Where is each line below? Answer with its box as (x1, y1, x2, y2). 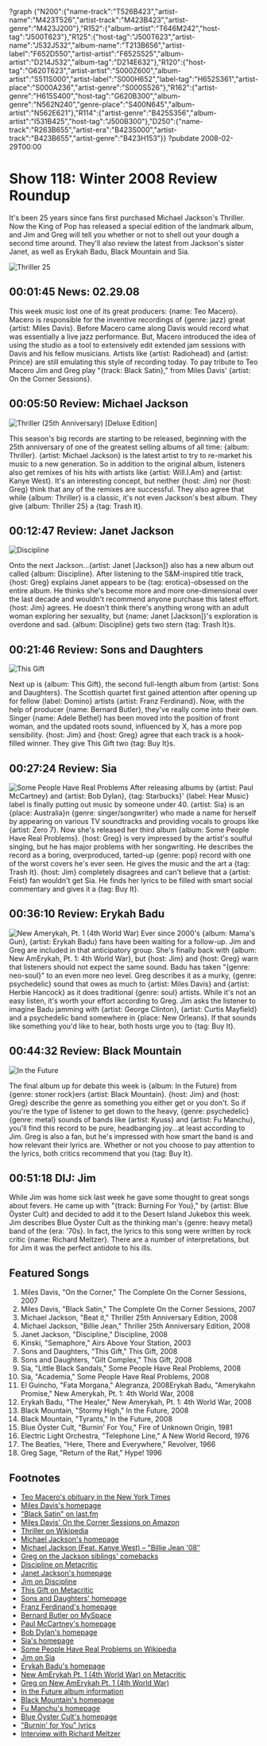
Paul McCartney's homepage (20, 1619, 116, 1629)
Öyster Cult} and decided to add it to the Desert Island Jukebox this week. (9, 1209, 252, 1219)
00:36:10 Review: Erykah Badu (9, 907, 165, 921)
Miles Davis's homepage (20, 1501, 102, 1511)
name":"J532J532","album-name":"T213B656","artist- (9, 41, 186, 50)
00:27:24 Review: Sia (9, 761, 118, 775)
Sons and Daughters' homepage (20, 1594, 127, 1604)
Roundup (9, 187, 71, 205)
